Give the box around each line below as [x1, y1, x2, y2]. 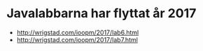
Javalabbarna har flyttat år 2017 [6, 6, 197, 21]
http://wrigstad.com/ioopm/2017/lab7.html [16, 35, 138, 43]
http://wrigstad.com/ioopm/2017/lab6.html [16, 28, 139, 37]
